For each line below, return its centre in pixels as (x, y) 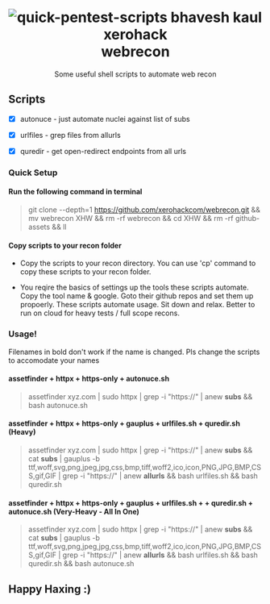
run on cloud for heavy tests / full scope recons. (100, 313)
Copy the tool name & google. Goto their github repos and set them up (137, 296)
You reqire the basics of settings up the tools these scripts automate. (135, 287)
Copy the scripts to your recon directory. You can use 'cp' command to (138, 263)
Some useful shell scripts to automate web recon (135, 74)
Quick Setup (33, 173)
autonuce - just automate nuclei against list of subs (105, 119)
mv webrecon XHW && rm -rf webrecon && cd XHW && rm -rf (131, 219)
